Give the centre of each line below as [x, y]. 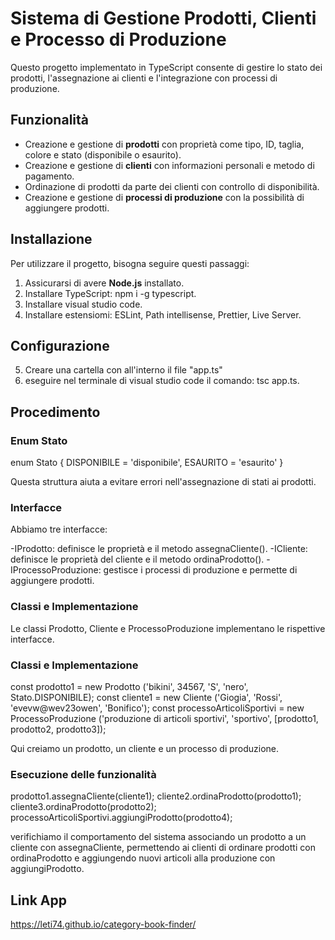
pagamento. [49, 176]
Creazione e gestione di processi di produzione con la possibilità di [164, 197]
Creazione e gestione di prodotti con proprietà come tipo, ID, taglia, [164, 144]
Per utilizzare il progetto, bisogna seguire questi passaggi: [130, 263]
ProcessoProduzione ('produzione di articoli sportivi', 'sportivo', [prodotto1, [164, 718]
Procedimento [55, 412]
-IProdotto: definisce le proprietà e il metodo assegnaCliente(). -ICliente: [159, 549]
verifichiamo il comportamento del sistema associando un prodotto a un [158, 837]
